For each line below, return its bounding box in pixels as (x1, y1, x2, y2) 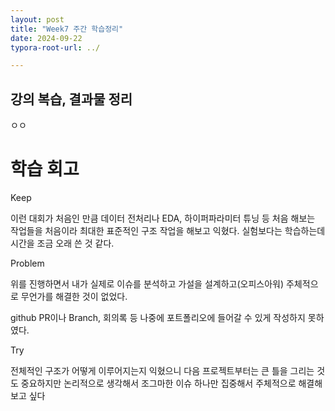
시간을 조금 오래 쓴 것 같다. (10, 237, 115, 249)
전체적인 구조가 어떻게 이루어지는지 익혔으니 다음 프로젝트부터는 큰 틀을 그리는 (10, 365, 315, 376)
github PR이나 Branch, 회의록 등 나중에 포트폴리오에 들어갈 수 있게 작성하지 (10, 312, 306, 323)
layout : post (10, 14, 65, 25)
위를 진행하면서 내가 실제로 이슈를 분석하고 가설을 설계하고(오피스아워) (10, 278, 285, 290)
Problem (10, 257, 45, 269)
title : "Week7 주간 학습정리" (10, 24, 124, 34)
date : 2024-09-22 (10, 33, 83, 43)
